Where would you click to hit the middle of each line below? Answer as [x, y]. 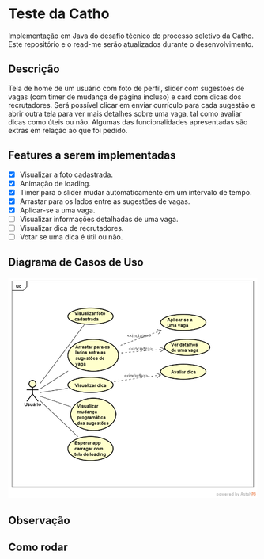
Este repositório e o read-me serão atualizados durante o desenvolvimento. [131, 44]
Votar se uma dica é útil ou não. [71, 237]
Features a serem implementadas [92, 155]
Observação [39, 520]
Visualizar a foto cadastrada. [66, 174]
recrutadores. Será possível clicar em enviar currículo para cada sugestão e [132, 105]
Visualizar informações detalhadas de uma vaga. [99, 219]
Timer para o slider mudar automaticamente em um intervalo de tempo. [136, 192]
